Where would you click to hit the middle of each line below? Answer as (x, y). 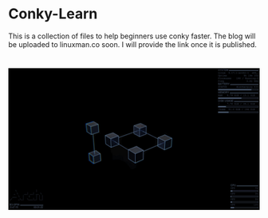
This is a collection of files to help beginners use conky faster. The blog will (132, 36)
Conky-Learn (53, 14)
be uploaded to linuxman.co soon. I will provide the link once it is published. (133, 44)
